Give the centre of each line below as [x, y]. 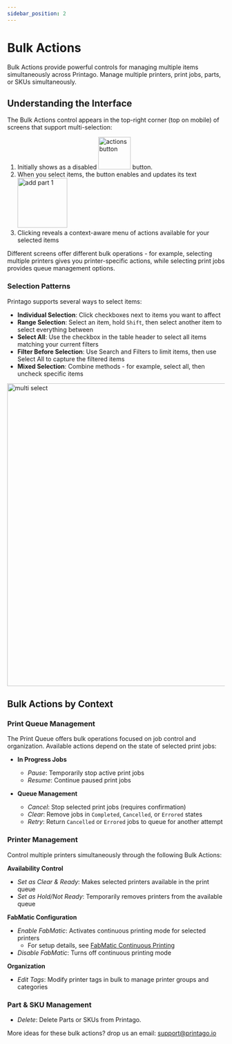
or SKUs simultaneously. [42, 82]
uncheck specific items [50, 374]
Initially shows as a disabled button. [85, 167]
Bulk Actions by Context [60, 704]
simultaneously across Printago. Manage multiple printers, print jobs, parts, [114, 74]
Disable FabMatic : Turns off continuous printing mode [94, 953]
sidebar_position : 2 [37, 13]
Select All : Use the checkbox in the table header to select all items [112, 337]
